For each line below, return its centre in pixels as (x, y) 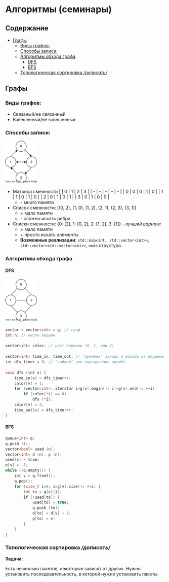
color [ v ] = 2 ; (29, 405)
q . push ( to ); (46, 508)
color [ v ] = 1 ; (29, 383)
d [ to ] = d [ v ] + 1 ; (52, 513)
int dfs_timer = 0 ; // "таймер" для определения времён (65, 362)
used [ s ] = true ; (22, 460)
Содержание (27, 28)
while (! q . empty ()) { (28, 470)
